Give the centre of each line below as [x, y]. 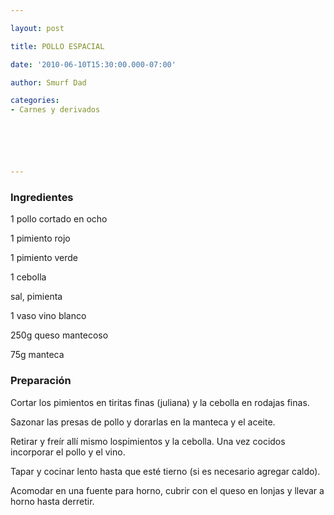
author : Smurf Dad [48, 82]
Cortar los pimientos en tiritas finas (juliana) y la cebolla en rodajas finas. [160, 402]
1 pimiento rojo [40, 238]
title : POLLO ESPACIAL [57, 46]
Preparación [41, 381]
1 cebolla [28, 277]
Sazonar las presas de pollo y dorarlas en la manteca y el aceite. [143, 422]
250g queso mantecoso [59, 335]
